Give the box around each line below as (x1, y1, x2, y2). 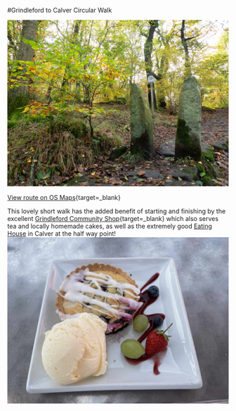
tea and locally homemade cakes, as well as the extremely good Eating (7, 222, 213, 230)
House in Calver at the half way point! (7, 229, 116, 238)
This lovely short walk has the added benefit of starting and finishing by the (7, 207, 226, 215)
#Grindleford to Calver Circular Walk (7, 6, 112, 14)
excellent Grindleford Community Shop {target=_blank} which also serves (7, 215, 219, 222)
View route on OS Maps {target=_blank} (7, 194, 122, 201)
